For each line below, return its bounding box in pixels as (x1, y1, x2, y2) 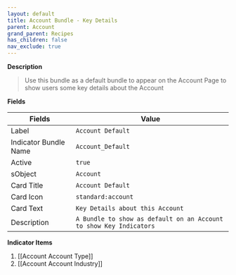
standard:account (75, 193, 133, 201)
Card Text (11, 204, 44, 213)
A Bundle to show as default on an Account (75, 215, 223, 223)
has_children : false (7, 37, 68, 44)
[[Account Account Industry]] (17, 259, 103, 268)
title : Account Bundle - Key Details (7, 17, 118, 24)
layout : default (7, 10, 55, 18)
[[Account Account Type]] (17, 252, 93, 260)
